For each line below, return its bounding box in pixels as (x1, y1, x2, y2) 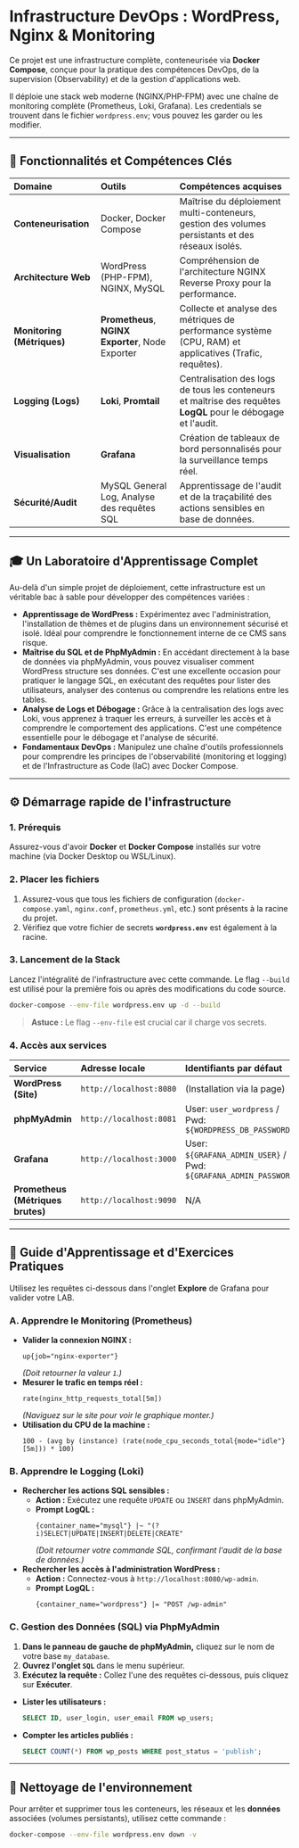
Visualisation (13, 448, 71, 460)
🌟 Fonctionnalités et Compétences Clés (9, 153, 233, 169)
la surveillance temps (179, 453, 269, 466)
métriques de (179, 313, 236, 326)
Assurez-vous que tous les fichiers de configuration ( (21, 894, 218, 904)
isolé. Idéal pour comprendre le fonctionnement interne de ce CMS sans (21, 627, 287, 639)
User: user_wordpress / (185, 1103, 280, 1116)
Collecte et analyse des (179, 301, 278, 314)
